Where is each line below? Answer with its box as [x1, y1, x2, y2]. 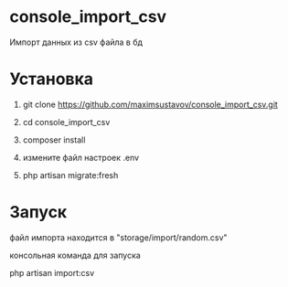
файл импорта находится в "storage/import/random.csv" [9, 231, 228, 243]
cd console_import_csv [22, 116, 111, 127]
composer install [22, 134, 86, 145]
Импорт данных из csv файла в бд [9, 37, 144, 48]
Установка [9, 69, 94, 90]
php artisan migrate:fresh [22, 169, 119, 180]
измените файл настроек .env [22, 152, 140, 163]
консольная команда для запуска [9, 250, 142, 260]
